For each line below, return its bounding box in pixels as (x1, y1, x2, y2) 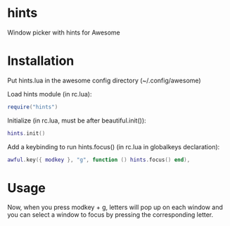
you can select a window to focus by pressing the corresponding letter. (7, 211, 214, 219)
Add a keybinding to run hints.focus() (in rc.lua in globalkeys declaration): (7, 142, 220, 151)
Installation (7, 53, 75, 69)
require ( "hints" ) (7, 103, 58, 111)
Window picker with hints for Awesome (7, 28, 121, 37)
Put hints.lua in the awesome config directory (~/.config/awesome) (7, 76, 202, 84)
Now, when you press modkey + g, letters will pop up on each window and (7, 203, 224, 212)
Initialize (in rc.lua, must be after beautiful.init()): (7, 116, 146, 125)
